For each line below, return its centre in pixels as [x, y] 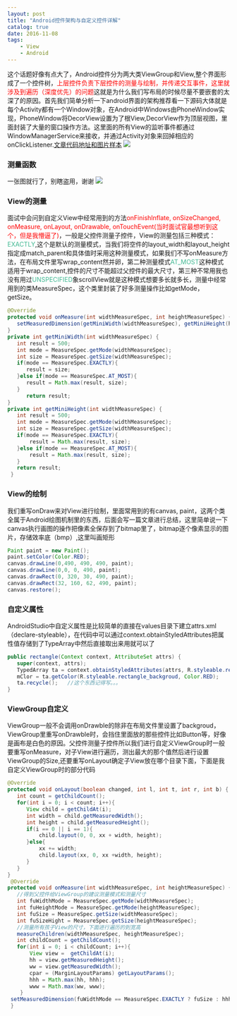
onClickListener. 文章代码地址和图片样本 [65, 145]
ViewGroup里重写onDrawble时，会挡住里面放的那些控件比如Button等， [110, 735]
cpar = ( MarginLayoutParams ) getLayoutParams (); [102, 973]
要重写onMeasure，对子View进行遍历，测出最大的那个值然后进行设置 [108, 752]
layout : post [26, 14]
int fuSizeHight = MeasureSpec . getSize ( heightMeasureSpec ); [107, 921]
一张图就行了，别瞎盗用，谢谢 [50, 181]
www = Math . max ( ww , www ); [67, 986]
